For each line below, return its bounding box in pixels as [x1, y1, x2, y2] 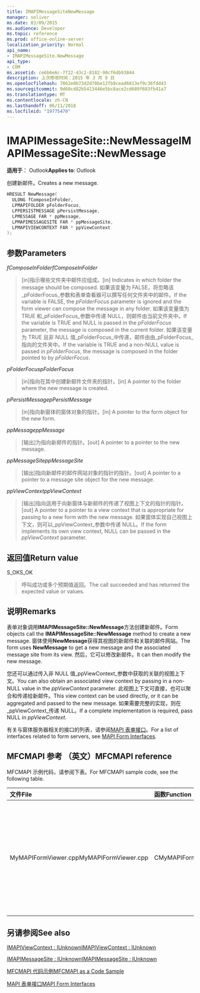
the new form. [21, 415, 56, 422]
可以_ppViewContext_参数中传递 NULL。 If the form [42, 521, 167, 528]
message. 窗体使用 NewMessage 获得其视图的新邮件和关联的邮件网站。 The [7, 637, 191, 644]
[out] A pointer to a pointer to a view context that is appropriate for [21, 507, 185, 514]
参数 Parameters [7, 248, 66, 258]
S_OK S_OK [7, 568, 33, 576]
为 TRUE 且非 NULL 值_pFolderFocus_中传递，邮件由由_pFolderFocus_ [21, 334, 193, 341]
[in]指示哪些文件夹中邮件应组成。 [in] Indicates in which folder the [21, 276, 182, 284]
